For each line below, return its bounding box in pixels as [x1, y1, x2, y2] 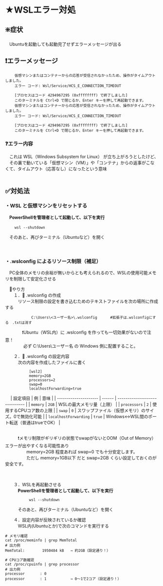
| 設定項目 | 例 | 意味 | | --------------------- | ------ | [10, 395, 117, 401]
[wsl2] [29, 369, 42, 374]
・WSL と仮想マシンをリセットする [5, 202, 88, 209]
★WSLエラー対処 [5, 4, 76, 16]
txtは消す [14, 320, 33, 325]
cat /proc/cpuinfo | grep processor [5, 562, 79, 567]
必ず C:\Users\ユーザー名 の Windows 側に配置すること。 [23, 343, 138, 349]
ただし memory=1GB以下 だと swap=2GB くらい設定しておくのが [26, 455, 157, 461]
